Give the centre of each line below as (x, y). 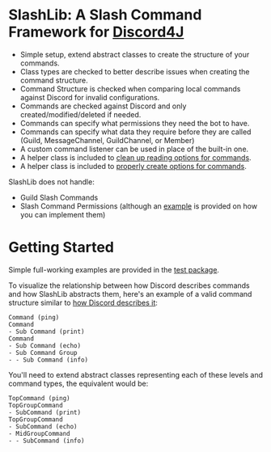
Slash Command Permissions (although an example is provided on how (138, 206)
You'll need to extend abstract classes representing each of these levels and (136, 374)
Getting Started (61, 247)
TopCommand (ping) (39, 398)
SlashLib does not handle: (51, 182)
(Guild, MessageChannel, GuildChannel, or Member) (107, 140)
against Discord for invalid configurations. (90, 97)
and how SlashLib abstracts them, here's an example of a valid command (130, 294)
